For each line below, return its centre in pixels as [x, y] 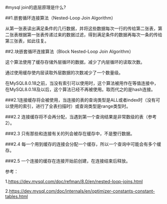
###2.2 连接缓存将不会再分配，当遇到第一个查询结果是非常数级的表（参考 [81, 117]
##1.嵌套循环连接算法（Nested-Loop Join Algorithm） [61, 18]
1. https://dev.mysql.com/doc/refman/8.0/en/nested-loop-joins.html [74, 181]
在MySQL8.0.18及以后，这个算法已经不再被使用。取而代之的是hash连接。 [80, 89]
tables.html [17, 196]
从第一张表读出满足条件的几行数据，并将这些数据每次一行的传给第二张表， [82, 28]
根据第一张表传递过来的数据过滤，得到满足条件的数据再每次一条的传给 [90, 35]
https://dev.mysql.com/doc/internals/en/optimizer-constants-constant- [82, 191]
